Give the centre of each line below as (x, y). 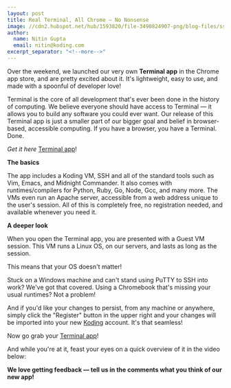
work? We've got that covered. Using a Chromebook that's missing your (109, 287)
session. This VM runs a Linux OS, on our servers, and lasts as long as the (112, 246)
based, (17, 128)
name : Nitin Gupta (40, 39)
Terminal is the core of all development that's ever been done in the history (113, 99)
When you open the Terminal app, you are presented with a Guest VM (106, 238)
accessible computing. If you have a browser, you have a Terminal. (122, 128)
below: (16, 356)
